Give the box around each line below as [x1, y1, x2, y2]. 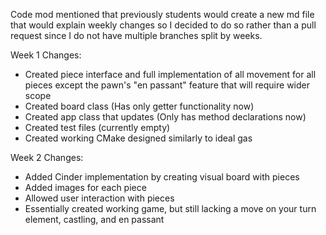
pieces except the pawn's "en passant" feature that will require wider [24, 79, 310, 91]
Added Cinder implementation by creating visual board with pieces [24, 171, 300, 183]
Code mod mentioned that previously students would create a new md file [10, 9, 315, 20]
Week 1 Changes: [10, 49, 82, 61]
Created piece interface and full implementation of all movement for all [24, 69, 317, 80]
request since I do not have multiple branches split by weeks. [10, 30, 263, 41]
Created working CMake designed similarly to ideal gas [24, 132, 253, 144]
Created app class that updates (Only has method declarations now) [24, 111, 307, 123]
